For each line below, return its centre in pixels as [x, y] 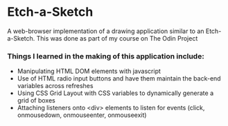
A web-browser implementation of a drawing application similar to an [106, 31]
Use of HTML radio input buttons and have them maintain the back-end [119, 78]
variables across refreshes [55, 86]
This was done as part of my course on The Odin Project [117, 38]
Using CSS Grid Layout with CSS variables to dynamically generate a [115, 93]
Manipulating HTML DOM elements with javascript [89, 71]
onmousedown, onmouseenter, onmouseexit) [82, 115]
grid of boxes [36, 101]
